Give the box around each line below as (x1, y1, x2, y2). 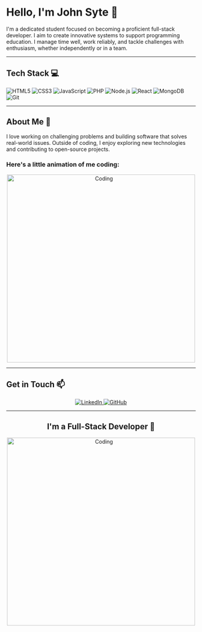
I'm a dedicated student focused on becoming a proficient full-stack (6, 25, 176, 32)
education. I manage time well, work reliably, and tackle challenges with (6, 38, 184, 45)
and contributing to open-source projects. (6, 146, 110, 153)
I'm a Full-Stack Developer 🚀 (47, 422, 155, 432)
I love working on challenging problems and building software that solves (6, 132, 188, 140)
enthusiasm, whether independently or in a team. (6, 44, 128, 52)
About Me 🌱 (6, 117, 51, 127)
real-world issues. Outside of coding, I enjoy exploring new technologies (6, 139, 186, 146)
